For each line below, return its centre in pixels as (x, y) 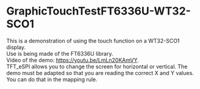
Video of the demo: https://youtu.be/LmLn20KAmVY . (73, 60)
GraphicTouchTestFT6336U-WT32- (98, 11)
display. (16, 47)
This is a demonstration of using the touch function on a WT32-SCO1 (93, 41)
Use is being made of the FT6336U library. (60, 53)
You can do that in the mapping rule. (52, 79)
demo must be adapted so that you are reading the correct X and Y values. (100, 73)
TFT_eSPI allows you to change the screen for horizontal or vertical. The (97, 66)
